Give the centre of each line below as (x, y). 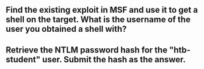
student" (23, 60)
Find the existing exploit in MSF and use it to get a (102, 10)
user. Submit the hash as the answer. (114, 60)
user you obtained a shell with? (66, 29)
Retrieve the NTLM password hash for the (87, 50)
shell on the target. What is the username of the (98, 20)
